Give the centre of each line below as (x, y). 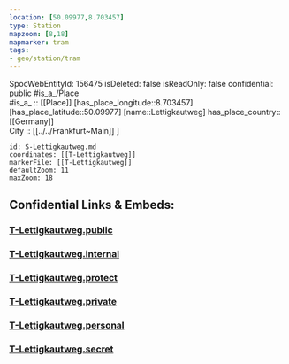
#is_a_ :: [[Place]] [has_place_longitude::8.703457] (101, 102)
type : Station (35, 26)
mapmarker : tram (39, 42)
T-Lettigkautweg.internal (65, 254)
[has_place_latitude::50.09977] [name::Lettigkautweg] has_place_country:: (145, 112)
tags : (19, 50)
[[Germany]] (32, 121)
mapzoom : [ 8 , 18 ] (39, 34)
